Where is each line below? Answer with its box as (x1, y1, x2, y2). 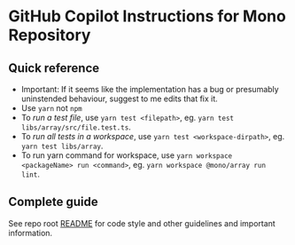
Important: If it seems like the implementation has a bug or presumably (20, 84, 280, 94)
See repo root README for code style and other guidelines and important (8, 217, 276, 228)
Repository (8, 25, 91, 45)
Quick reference (8, 60, 100, 75)
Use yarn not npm (20, 103, 82, 113)
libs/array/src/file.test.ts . (20, 122, 132, 132)
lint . (20, 169, 41, 179)
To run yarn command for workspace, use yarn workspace (20, 150, 232, 161)
